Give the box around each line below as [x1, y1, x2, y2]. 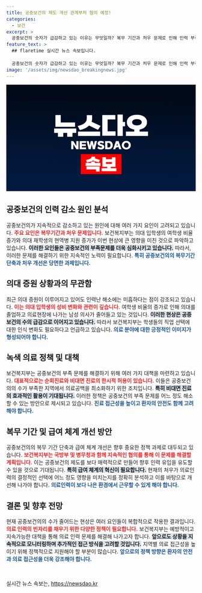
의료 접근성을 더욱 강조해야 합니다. [12, 556, 92, 563]
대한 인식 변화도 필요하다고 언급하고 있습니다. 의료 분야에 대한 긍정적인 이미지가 [6, 326, 191, 333]
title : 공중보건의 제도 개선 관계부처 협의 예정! [6, 10, 112, 16]
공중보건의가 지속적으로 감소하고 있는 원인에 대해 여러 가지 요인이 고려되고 [6, 222, 180, 229]
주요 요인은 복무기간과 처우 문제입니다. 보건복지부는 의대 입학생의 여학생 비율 [14, 229, 194, 236]
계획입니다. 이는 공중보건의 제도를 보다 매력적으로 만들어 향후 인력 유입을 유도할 [6, 459, 192, 466]
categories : [6, 16, 36, 22]
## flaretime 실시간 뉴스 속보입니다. [11, 48, 96, 54]
